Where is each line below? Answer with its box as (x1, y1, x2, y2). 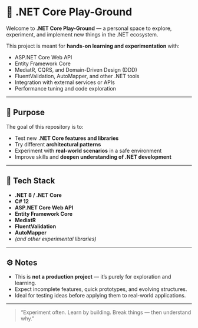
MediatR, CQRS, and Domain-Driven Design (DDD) (14, 66, 137, 73)
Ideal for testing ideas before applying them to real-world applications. (14, 292, 186, 299)
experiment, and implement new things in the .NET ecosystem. (6, 31, 159, 38)
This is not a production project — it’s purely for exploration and (14, 273, 171, 280)
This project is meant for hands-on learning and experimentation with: (6, 42, 180, 49)
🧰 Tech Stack (6, 176, 55, 186)
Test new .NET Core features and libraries (14, 135, 119, 142)
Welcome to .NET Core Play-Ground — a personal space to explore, (6, 25, 172, 32)
